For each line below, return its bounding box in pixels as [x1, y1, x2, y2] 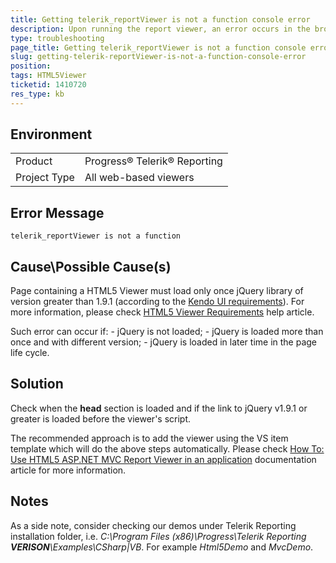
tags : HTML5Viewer [10, 71, 87, 81]
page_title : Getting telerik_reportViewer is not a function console [10, 42, 307, 53]
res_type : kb [10, 89, 65, 99]
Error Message [10, 204, 105, 221]
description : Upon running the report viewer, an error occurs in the [10, 24, 311, 34]
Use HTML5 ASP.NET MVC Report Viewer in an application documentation [10, 453, 317, 465]
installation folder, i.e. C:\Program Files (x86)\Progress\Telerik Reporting [10, 530, 307, 542]
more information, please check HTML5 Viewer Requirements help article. [10, 306, 315, 318]
